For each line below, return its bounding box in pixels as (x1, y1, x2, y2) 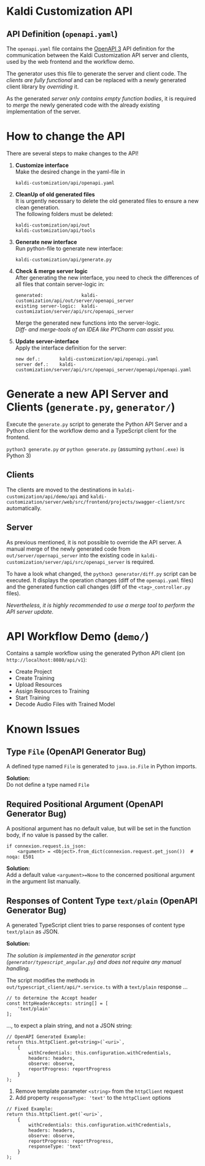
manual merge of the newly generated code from (6, 545, 131, 552)
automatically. (6, 504, 42, 512)
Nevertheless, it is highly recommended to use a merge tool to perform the (6, 601, 195, 609)
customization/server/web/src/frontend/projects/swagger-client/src (6, 499, 185, 505)
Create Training (15, 674, 55, 682)
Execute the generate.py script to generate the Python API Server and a (6, 420, 188, 428)
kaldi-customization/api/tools (15, 227, 96, 234)
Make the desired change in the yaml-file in (15, 168, 126, 176)
